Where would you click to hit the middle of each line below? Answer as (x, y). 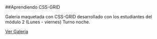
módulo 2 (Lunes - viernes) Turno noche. (48, 22)
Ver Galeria (17, 31)
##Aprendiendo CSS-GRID (33, 7)
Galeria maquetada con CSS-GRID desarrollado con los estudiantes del (78, 17)
